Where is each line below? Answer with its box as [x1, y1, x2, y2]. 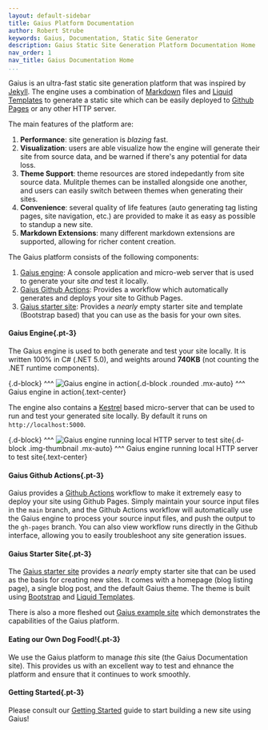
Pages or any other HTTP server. [8, 103, 117, 113]
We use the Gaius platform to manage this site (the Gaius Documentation [8, 652, 248, 662]
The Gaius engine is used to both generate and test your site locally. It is [8, 346, 246, 356]
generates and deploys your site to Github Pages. [19, 293, 183, 302]
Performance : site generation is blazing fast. [19, 134, 169, 144]
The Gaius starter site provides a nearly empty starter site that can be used [8, 567, 256, 576]
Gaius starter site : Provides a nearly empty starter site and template [19, 301, 243, 311]
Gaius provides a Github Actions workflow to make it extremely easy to [8, 489, 242, 498]
